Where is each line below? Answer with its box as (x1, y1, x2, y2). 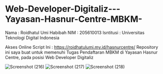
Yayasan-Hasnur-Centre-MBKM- (5, 14, 143, 25)
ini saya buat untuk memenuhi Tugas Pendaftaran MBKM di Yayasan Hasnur (5, 49, 158, 55)
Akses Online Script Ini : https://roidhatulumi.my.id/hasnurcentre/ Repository (5, 44, 159, 50)
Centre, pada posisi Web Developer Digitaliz (5, 54, 94, 60)
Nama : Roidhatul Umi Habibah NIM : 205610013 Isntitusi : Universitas (5, 30, 145, 35)
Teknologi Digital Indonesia (5, 35, 60, 41)
